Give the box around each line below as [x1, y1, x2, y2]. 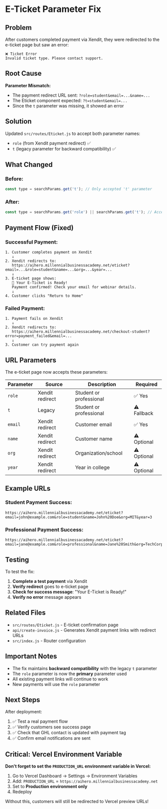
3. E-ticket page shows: [5, 276, 57, 281]
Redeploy [12, 789, 32, 795]
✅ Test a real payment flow [12, 718, 68, 724]
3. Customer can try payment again [5, 342, 79, 347]
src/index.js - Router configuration [12, 638, 86, 644]
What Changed [5, 160, 53, 169]
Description [87, 381, 116, 388]
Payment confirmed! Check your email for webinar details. [11, 285, 137, 290]
